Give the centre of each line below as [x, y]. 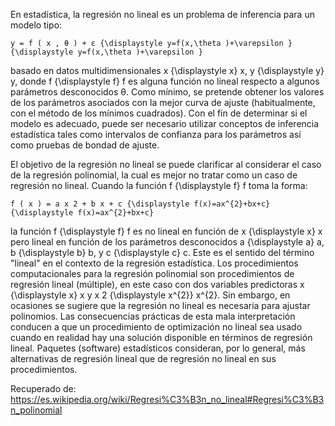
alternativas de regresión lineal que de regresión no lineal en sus [143, 358]
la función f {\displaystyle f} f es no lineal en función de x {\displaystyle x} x [166, 231]
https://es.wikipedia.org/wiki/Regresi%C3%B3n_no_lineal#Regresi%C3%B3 [167, 399]
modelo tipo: [36, 25]
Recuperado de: [43, 388]
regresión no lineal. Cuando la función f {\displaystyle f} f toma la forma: [159, 185]
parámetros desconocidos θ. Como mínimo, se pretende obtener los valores [167, 92]
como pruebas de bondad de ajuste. [85, 145]
